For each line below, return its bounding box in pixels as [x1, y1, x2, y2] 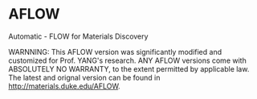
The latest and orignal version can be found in [8, 72, 161, 82]
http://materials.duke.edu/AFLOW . [8, 81, 120, 91]
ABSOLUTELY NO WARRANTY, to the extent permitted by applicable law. [8, 64, 250, 73]
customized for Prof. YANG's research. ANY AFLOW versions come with [8, 56, 247, 65]
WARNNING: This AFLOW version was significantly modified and [8, 47, 222, 56]
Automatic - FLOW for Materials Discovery [8, 31, 149, 41]
